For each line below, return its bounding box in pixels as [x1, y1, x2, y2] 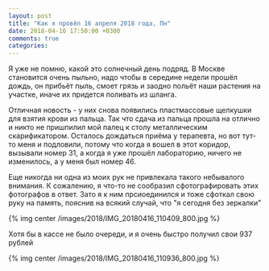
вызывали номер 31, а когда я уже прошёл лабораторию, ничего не [8, 148, 242, 158]
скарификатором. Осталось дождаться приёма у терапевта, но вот [8, 131, 241, 141]
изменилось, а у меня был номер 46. [8, 156, 137, 166]
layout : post [8, 11, 52, 20]
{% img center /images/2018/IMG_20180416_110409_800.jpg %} [8, 214, 220, 223]
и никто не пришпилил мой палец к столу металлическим [8, 123, 208, 132]
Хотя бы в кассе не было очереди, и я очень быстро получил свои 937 [8, 229, 253, 239]
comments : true [8, 34, 60, 43]
